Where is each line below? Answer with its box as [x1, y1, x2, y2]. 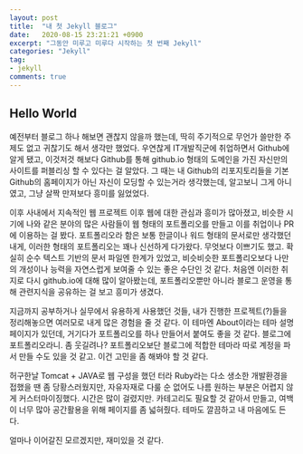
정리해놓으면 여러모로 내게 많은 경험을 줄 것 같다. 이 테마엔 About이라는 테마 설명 [9, 316, 294, 327]
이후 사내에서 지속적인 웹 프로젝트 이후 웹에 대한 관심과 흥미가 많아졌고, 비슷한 [9, 207, 285, 217]
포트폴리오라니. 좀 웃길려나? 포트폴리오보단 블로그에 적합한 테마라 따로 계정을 [9, 339, 282, 350]
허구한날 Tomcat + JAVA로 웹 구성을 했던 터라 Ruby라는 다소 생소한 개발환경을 [9, 370, 288, 381]
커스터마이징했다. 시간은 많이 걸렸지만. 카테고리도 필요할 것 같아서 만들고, [18, 392, 278, 403]
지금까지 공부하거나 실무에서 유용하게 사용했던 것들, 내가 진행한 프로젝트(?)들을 [9, 305, 288, 316]
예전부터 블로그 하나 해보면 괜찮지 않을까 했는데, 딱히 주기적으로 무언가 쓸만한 [9, 130, 282, 141]
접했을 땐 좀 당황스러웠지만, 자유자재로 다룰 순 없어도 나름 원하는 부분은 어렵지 [9, 382, 285, 392]
